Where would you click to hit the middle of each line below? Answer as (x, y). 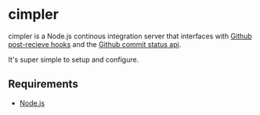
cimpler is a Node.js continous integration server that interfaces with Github (130, 36)
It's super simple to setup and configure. (74, 59)
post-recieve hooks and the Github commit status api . (95, 44)
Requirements (43, 84)
